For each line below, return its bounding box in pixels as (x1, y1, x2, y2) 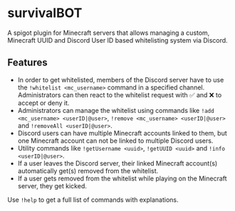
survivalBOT (7, 5, 83, 21)
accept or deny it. (17, 98, 70, 107)
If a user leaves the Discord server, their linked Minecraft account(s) (17, 158, 218, 168)
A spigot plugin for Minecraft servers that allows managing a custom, (7, 28, 210, 37)
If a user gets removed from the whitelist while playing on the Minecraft (17, 174, 227, 183)
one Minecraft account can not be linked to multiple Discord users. (17, 136, 214, 145)
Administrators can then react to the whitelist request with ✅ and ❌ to (17, 90, 222, 99)
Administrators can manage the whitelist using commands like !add (17, 106, 215, 114)
